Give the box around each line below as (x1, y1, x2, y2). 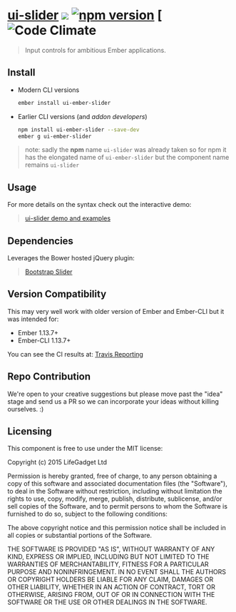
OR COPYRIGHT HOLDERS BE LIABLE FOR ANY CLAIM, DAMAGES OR (7, 575, 214, 584)
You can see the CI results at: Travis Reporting (7, 350, 144, 358)
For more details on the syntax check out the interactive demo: (7, 200, 192, 209)
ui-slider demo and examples (24, 214, 111, 223)
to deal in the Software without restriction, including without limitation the (7, 487, 222, 496)
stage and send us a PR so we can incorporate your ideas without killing (7, 397, 220, 406)
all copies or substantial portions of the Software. (7, 531, 152, 540)
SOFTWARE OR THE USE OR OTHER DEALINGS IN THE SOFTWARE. (7, 598, 207, 606)
